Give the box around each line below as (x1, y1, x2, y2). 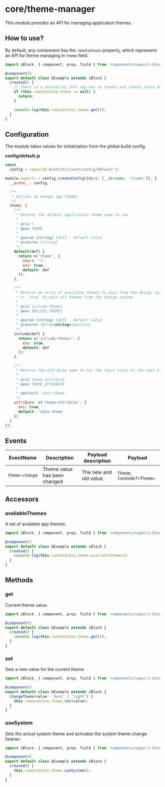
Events (5, 436, 27, 445)
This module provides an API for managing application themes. (5, 20, 133, 26)
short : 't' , (23, 258, 48, 263)
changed (42, 478, 63, 485)
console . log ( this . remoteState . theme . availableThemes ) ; (14, 553, 129, 558)
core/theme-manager (5, 3, 95, 15)
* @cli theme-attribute (16, 377, 65, 382)
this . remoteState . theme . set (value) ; (14, 699, 89, 704)
